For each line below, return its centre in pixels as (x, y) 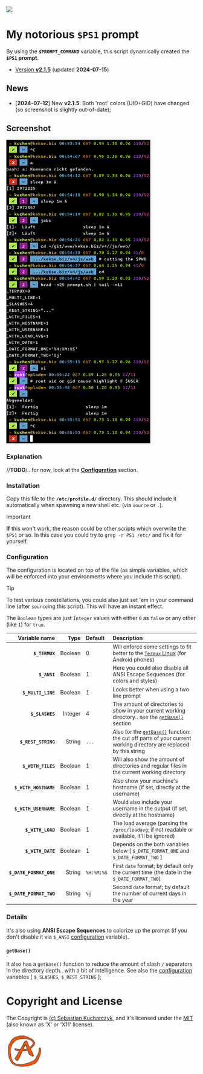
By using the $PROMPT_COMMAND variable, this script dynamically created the (98, 51)
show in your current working (149, 710)
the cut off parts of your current (152, 738)
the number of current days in (150, 893)
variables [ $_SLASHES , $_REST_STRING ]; (54, 977)
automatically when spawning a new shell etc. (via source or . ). (85, 505)
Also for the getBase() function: (152, 732)
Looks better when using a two (151, 689)
